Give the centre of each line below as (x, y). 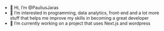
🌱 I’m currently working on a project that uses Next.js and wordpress (80, 23)
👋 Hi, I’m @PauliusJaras (34, 8)
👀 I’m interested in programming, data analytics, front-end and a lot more (84, 13)
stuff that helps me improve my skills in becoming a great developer (79, 18)
